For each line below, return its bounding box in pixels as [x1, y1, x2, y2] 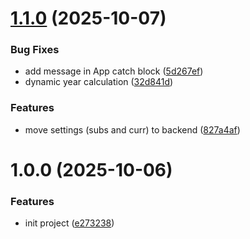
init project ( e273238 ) [24, 217, 115, 229]
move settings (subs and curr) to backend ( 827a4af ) [24, 123, 241, 136]
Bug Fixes [10, 43, 60, 57]
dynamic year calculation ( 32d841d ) [24, 76, 174, 88]
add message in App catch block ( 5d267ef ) [24, 65, 204, 77]
